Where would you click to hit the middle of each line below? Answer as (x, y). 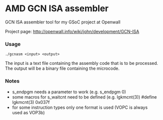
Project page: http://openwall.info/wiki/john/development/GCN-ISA (72, 31)
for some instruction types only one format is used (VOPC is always (80, 107)
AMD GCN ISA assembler (57, 9)
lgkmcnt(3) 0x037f (31, 102)
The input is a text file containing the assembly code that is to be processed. (81, 63)
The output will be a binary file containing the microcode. (62, 68)
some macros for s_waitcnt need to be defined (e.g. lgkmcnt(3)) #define (84, 97)
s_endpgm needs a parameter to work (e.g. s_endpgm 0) (69, 92)
